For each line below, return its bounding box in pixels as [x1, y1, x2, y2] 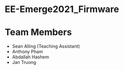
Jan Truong [12, 59, 36, 65]
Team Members [5, 27, 72, 38]
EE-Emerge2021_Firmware [5, 4, 119, 15]
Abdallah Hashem [12, 54, 49, 60]
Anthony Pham [12, 49, 44, 55]
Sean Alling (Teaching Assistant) [12, 43, 80, 49]
